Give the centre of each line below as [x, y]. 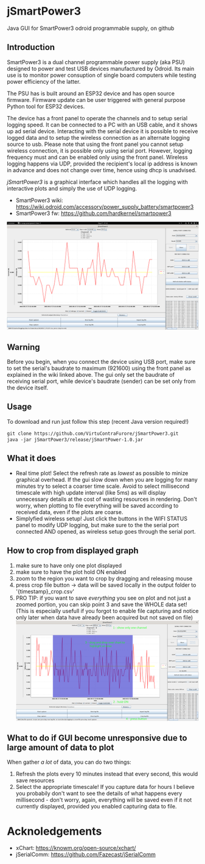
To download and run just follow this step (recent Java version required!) [98, 421]
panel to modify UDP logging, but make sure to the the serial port [97, 525]
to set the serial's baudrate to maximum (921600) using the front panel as [99, 368]
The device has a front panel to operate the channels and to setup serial [97, 118]
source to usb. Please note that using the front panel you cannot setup [95, 144]
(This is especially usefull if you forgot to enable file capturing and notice [107, 611]
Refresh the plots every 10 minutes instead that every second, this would [107, 774]
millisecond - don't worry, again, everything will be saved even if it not [104, 800]
